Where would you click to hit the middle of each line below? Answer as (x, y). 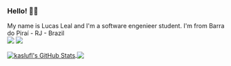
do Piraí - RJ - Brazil (36, 33)
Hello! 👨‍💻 (23, 11)
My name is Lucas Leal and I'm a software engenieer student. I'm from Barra (116, 26)
